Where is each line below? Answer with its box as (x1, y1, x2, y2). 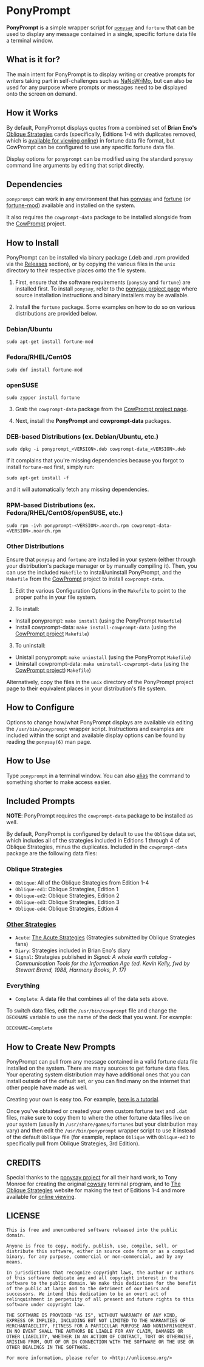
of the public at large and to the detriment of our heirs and (6, 1285, 170, 1291)
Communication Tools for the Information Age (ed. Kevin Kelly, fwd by (15, 960, 190, 967)
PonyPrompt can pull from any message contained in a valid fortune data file (6, 1058, 198, 1065)
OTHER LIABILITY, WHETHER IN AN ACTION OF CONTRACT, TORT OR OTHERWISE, (6, 1333, 194, 1340)
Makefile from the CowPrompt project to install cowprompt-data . (6, 575, 165, 582)
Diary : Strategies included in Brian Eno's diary (15, 947, 131, 954)
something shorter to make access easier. (6, 778, 111, 786)
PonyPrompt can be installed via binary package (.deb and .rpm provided (6, 254, 189, 261)
